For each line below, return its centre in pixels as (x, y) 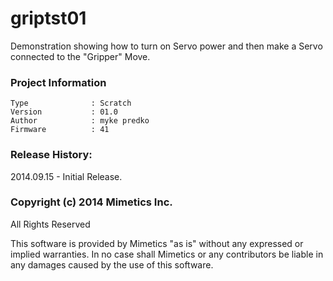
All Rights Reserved (50, 224)
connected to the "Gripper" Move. (80, 56)
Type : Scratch (71, 103)
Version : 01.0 (64, 112)
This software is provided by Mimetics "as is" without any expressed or (157, 243)
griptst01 (48, 18)
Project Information (58, 82)
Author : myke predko (80, 121)
